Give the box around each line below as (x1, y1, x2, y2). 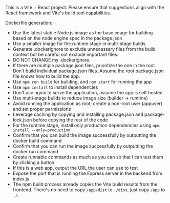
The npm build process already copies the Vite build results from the (12, 181, 158, 187)
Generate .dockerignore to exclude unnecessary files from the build (12, 46, 156, 52)
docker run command (12, 149, 58, 154)
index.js (12, 176, 30, 181)
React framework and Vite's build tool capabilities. (5, 10, 111, 16)
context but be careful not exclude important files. (12, 51, 119, 57)
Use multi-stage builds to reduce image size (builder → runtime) (12, 95, 148, 101)
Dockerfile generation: (5, 20, 53, 26)
